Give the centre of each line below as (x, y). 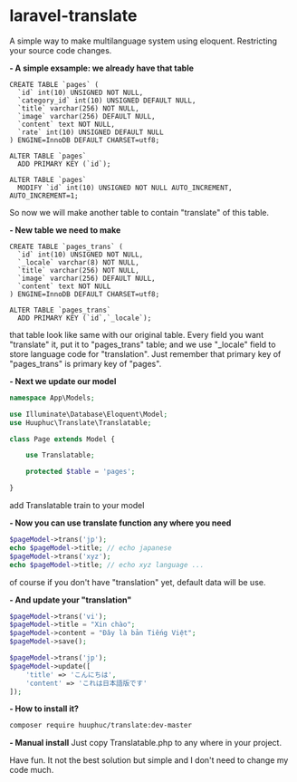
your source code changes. (61, 50)
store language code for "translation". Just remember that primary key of (145, 353)
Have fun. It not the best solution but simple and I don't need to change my (149, 760)
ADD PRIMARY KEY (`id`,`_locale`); (85, 318)
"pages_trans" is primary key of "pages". (86, 363)
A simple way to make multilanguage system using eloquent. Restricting (144, 41)
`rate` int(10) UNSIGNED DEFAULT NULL (91, 132)
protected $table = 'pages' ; (81, 472)
